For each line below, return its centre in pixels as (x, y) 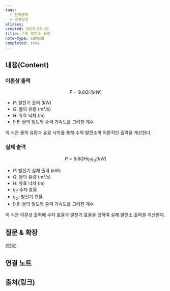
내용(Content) (27, 65)
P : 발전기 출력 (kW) (32, 103)
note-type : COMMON (25, 39)
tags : (11, 10)
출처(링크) (20, 282)
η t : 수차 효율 (25, 190)
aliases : (15, 24)
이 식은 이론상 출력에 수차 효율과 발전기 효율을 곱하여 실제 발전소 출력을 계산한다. (85, 215)
